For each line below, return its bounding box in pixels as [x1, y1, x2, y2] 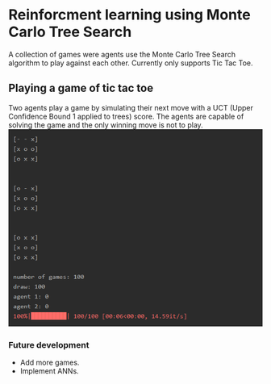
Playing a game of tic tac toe [8, 81, 154, 95]
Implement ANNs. [19, 366, 79, 376]
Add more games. [19, 357, 80, 368]
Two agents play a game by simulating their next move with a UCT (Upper [8, 102, 254, 112]
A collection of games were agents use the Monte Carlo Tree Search [8, 49, 236, 59]
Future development [8, 339, 90, 350]
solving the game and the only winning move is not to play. [8, 119, 203, 130]
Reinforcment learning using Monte [8, 6, 252, 24]
